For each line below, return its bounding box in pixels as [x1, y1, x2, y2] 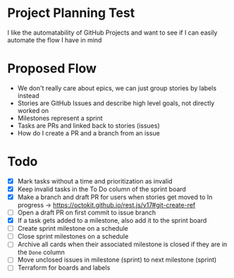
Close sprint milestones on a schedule [17, 232, 129, 241]
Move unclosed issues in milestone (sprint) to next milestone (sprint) [17, 255, 217, 264]
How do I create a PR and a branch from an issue [17, 128, 160, 137]
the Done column [17, 248, 65, 257]
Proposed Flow [7, 61, 97, 77]
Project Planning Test [7, 5, 135, 21]
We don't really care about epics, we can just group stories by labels [17, 83, 217, 92]
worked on [17, 106, 49, 114]
